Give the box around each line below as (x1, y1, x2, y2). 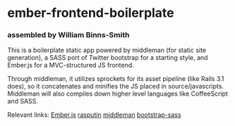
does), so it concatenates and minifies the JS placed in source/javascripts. (7, 82, 224, 91)
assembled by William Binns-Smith (7, 30, 130, 40)
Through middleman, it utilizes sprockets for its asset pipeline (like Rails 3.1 (7, 75, 224, 83)
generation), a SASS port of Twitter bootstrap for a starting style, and (7, 53, 208, 62)
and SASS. (7, 97, 39, 106)
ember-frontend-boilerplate (7, 5, 174, 21)
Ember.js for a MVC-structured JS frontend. (7, 61, 134, 70)
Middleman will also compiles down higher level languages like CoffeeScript (7, 89, 228, 98)
